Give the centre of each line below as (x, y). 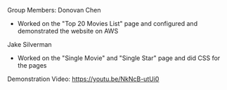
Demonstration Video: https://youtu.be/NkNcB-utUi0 (83, 79)
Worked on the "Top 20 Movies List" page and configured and (108, 23)
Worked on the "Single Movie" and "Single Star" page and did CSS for (119, 58)
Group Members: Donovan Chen (54, 10)
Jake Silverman (30, 44)
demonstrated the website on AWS (68, 31)
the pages (32, 65)
